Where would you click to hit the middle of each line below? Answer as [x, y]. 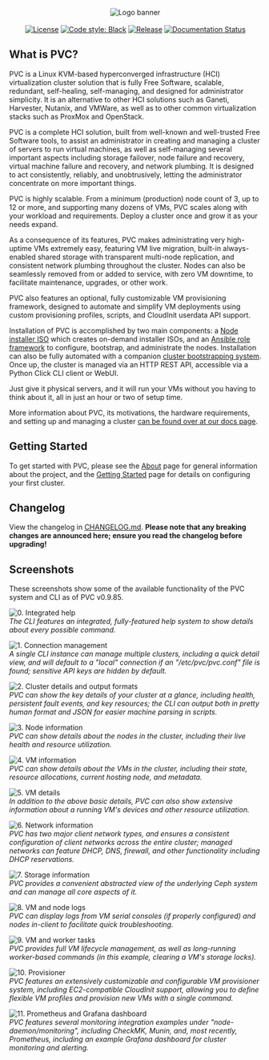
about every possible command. [62, 630]
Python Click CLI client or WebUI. [64, 373]
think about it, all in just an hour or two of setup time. [96, 397]
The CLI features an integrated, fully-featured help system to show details [131, 621]
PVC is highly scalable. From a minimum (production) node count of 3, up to [134, 198]
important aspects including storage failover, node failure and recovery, [127, 157]
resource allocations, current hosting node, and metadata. [106, 777]
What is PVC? [44, 55]
